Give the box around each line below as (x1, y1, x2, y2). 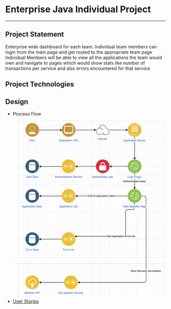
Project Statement (5, 30, 64, 39)
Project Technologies (5, 80, 74, 89)
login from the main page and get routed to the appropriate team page (5, 49, 153, 55)
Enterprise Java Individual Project (5, 4, 151, 15)
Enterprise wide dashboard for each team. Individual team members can (5, 43, 157, 49)
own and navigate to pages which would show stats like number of (5, 60, 145, 66)
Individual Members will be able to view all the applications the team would (5, 54, 162, 61)
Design (5, 97, 28, 106)
